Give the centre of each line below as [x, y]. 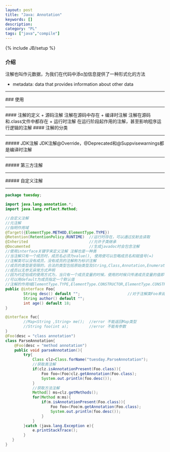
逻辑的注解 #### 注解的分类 [39, 128]
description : [19, 24]
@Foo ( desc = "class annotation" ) [40, 336]
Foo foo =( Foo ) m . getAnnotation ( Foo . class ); [96, 407]
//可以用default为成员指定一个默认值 [40, 280]
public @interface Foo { [30, 289]
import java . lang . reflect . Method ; [42, 209]
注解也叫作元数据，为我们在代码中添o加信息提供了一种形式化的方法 [75, 74]
